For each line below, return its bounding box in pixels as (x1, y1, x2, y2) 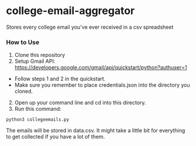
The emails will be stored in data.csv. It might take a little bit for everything (6, 127, 185, 134)
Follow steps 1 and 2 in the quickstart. (14, 75, 106, 83)
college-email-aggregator (6, 4, 135, 18)
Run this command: (14, 106, 61, 113)
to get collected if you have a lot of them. (6, 133, 105, 140)
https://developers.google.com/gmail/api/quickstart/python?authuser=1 (14, 64, 187, 71)
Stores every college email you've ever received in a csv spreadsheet (6, 23, 174, 30)
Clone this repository (14, 52, 66, 59)
